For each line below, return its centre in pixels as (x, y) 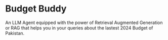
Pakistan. (15, 33)
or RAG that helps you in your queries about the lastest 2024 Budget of (79, 27)
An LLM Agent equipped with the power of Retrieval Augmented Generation (84, 22)
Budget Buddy (36, 9)
